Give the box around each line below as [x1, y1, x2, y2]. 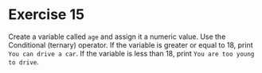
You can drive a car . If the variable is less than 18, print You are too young [8, 48, 255, 58]
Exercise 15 [8, 6, 85, 24]
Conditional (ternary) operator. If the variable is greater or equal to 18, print [8, 40, 253, 49]
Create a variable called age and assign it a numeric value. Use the [8, 32, 226, 41]
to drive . [8, 57, 40, 67]
